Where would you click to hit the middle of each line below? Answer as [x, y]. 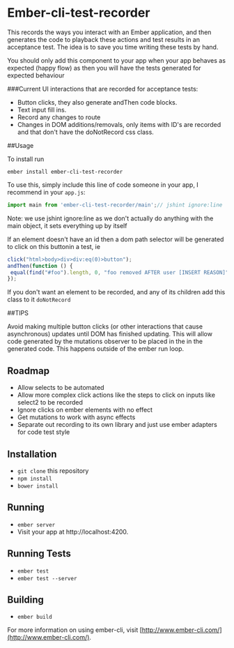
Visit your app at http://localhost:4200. [73, 532]
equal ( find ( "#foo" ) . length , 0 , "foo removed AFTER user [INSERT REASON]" [119, 272]
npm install [34, 479]
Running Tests [39, 553]
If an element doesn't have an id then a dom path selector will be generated [116, 239]
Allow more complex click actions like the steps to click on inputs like [116, 395]
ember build [34, 617]
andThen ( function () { [40, 266]
